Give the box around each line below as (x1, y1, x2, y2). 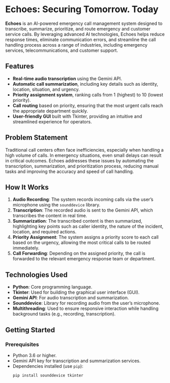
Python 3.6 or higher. (12, 352, 57, 358)
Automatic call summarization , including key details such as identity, (12, 81, 158, 87)
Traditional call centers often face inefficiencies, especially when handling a (5, 147, 164, 153)
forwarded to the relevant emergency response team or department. (12, 256, 156, 262)
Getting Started (5, 326, 55, 334)
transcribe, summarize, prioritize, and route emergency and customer (5, 25, 151, 31)
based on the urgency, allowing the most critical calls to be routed (12, 239, 151, 246)
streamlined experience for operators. (12, 118, 92, 125)
